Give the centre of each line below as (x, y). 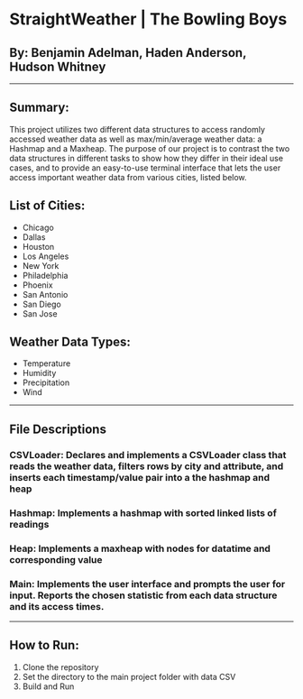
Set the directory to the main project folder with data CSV (129, 676)
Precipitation (46, 382)
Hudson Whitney (58, 66)
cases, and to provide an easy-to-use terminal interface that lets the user (145, 168)
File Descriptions (58, 429)
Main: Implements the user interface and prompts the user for (147, 584)
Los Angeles (46, 256)
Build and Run (48, 686)
